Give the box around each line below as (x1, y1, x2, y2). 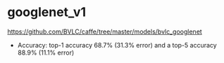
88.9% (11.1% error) (17, 48, 75, 57)
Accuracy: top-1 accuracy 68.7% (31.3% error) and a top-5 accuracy (17, 41, 217, 49)
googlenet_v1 (7, 4, 87, 20)
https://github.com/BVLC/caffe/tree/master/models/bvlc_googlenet (7, 27, 202, 36)
